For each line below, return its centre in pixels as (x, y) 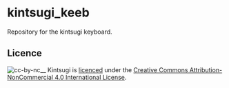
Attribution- (206, 69)
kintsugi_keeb (48, 13)
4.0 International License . (91, 77)
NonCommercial (30, 77)
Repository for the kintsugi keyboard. (60, 32)
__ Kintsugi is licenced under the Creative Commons (114, 69)
